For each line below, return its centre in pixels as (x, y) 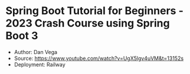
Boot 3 (22, 36)
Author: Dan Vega (35, 52)
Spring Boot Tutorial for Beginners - (94, 11)
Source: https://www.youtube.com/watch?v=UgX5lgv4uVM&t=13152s (99, 58)
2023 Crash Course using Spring (88, 23)
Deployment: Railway (40, 64)
